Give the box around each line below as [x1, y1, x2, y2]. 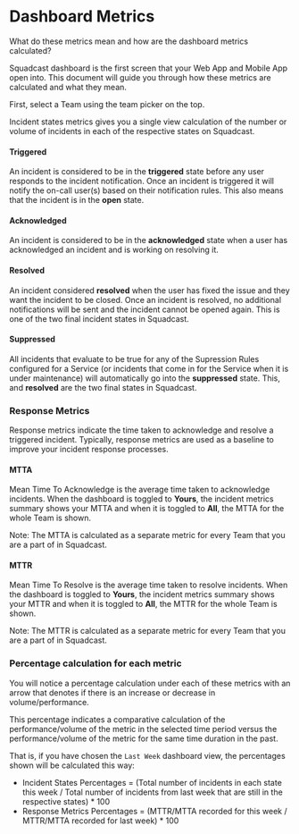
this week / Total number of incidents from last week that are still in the [21, 787, 283, 797]
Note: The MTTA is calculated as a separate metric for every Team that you [9, 530, 286, 541]
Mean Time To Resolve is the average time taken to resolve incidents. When [9, 579, 288, 591]
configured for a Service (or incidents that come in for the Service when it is [9, 363, 289, 374]
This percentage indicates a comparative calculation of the [9, 713, 226, 725]
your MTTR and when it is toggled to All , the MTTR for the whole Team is [9, 599, 278, 610]
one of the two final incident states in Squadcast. [9, 313, 189, 324]
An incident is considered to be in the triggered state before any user [9, 166, 265, 177]
